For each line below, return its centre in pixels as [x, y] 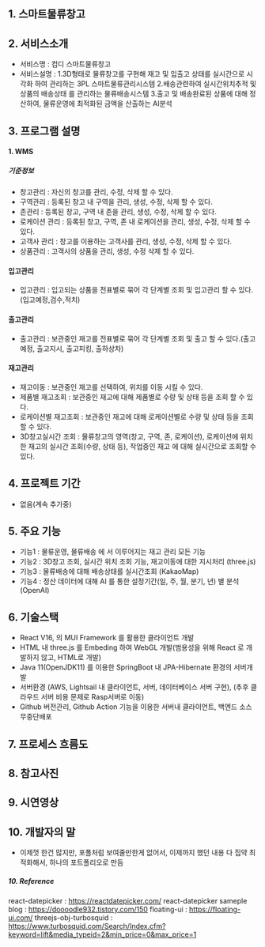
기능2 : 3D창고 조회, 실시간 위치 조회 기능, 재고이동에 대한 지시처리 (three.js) [138, 562]
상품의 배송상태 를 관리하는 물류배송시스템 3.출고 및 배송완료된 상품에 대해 [133, 94]
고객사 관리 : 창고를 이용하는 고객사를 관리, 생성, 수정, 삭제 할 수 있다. [125, 241]
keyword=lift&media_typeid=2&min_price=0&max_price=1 [102, 934]
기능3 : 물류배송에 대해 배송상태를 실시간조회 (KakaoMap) [109, 572]
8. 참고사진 [34, 773]
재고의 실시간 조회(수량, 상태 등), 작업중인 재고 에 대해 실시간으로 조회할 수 [142, 446]
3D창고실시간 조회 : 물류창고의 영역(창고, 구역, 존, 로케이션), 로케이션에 [129, 436]
